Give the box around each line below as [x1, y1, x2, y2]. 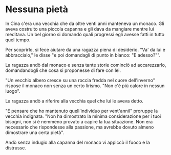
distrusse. [5, 144, 27, 151]
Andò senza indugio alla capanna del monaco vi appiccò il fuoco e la [5, 139, 150, 145]
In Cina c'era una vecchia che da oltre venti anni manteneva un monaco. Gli [5, 20, 164, 27]
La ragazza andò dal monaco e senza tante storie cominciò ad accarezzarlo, [5, 62, 166, 68]
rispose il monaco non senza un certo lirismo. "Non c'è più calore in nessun [5, 83, 165, 89]
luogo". [5, 88, 20, 94]
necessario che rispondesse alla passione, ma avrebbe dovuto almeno [5, 124, 154, 130]
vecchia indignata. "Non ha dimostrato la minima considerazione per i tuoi [5, 113, 161, 119]
